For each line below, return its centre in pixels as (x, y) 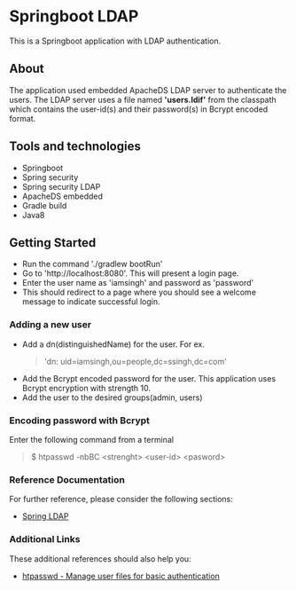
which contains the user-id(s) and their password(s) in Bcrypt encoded (139, 109)
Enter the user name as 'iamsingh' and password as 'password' (138, 283)
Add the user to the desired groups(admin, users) (112, 397)
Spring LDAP (45, 516)
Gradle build (44, 205)
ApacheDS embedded (62, 196)
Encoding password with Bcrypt (80, 421)
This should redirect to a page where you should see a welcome (139, 292)
